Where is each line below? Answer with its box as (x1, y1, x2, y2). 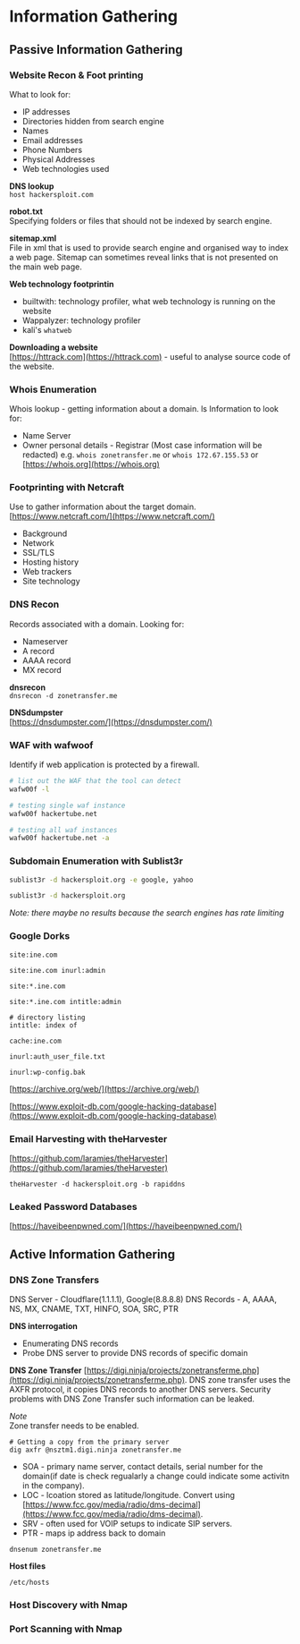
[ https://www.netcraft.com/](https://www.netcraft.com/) (9, 511, 216, 522)
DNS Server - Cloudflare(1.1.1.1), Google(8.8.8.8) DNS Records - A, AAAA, (9, 1293, 278, 1304)
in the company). (21, 1479, 85, 1491)
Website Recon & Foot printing (9, 69, 144, 81)
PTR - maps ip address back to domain (21, 1528, 166, 1538)
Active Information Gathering (9, 1247, 176, 1262)
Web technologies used (21, 163, 110, 174)
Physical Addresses (21, 154, 96, 165)
